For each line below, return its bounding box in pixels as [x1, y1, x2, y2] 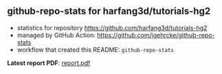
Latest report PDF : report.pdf [7, 58, 91, 67]
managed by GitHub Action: [16, 31, 96, 39]
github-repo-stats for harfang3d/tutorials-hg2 [7, 5, 211, 17]
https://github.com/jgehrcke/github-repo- [97, 31, 215, 39]
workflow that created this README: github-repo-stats [16, 45, 174, 53]
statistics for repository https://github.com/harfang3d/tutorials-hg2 [16, 23, 208, 32]
